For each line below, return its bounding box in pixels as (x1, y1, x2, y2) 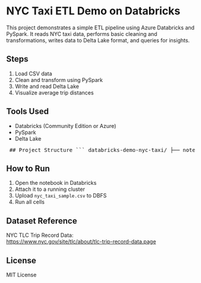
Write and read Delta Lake (14, 83, 80, 90)
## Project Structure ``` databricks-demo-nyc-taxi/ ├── (9, 147, 180, 153)
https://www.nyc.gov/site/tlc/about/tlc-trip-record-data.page (6, 238, 157, 245)
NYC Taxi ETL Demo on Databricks (6, 4, 181, 18)
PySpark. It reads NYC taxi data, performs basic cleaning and (6, 30, 157, 37)
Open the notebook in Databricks (14, 179, 97, 187)
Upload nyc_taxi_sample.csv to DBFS (14, 192, 107, 199)
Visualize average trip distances (14, 89, 94, 96)
